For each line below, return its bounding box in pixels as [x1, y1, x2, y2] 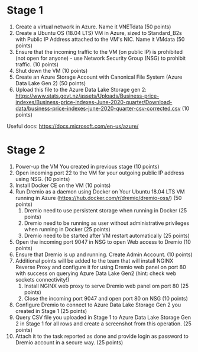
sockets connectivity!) [15, 276, 70, 283]
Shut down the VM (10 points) [15, 67, 88, 74]
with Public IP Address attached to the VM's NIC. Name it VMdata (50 [15, 35, 185, 43]
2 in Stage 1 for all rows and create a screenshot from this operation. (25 [15, 320, 191, 327]
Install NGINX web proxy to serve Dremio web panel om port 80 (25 [24, 282, 189, 289]
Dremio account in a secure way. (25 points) [15, 338, 124, 346]
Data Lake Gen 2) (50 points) [15, 79, 86, 86]
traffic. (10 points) [15, 60, 59, 68]
